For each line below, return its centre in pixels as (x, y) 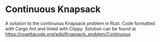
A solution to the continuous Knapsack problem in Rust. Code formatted (80, 23)
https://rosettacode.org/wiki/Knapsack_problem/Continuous (68, 34)
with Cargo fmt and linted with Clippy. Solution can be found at (71, 28)
